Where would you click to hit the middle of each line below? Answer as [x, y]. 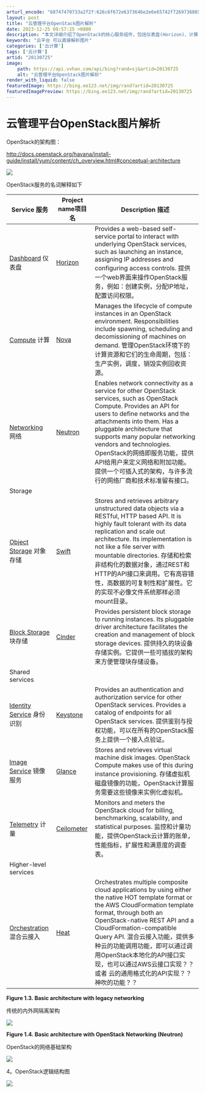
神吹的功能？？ [116, 982]
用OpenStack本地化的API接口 [137, 955]
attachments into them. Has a [136, 421]
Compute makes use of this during [144, 765]
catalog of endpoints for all [133, 712]
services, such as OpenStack [136, 398]
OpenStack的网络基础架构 [39, 1047]
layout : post [23, 18]
